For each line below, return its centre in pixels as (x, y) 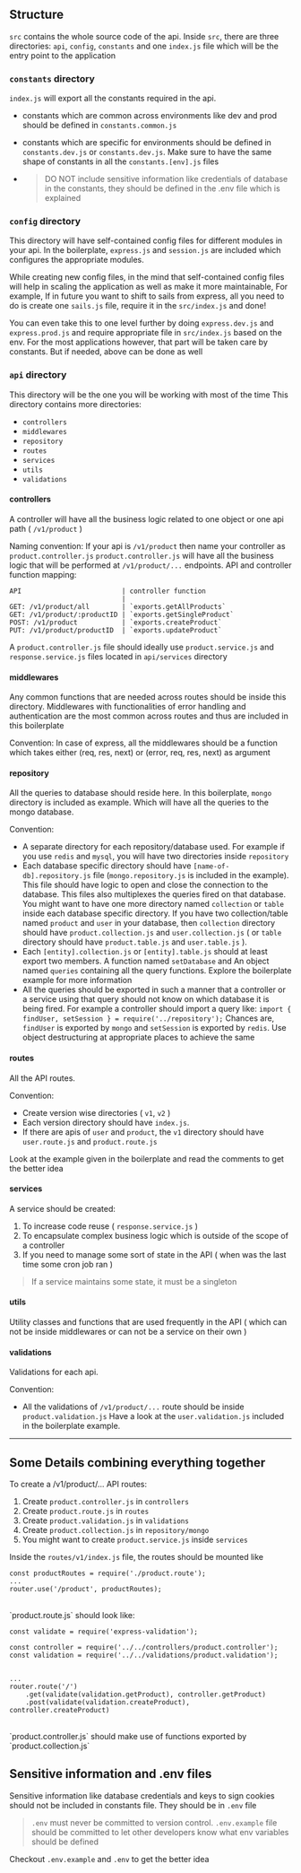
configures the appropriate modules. (77, 260)
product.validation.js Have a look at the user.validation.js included (153, 1416)
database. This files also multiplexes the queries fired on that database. (154, 894)
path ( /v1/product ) (46, 528)
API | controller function (107, 591)
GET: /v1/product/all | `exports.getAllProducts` (118, 606)
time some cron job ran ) (68, 1264)
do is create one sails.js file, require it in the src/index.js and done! (138, 306)
